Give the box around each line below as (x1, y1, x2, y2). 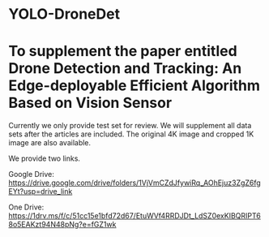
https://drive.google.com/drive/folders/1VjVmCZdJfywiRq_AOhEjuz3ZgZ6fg (8, 178, 261, 187)
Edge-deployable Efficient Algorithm (8, 76, 261, 95)
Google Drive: (8, 170, 55, 179)
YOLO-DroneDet (8, 5, 120, 24)
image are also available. (8, 138, 92, 148)
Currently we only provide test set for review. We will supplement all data (8, 121, 252, 131)
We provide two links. (8, 153, 81, 163)
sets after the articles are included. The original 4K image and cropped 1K (8, 129, 254, 139)
